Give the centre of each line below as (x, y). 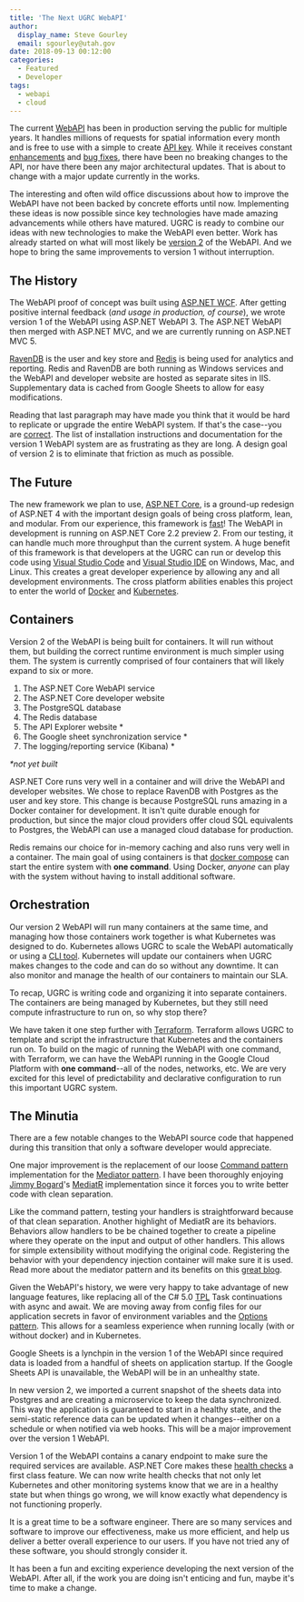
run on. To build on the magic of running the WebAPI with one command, (145, 1049)
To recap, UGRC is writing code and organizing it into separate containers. (148, 993)
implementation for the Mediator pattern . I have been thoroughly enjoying (147, 1175)
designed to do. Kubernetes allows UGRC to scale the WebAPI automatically (152, 946)
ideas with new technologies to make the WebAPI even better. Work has (144, 233)
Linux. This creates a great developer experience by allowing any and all (144, 572)
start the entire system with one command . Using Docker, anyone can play (150, 866)
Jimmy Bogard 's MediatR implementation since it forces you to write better (149, 1185)
